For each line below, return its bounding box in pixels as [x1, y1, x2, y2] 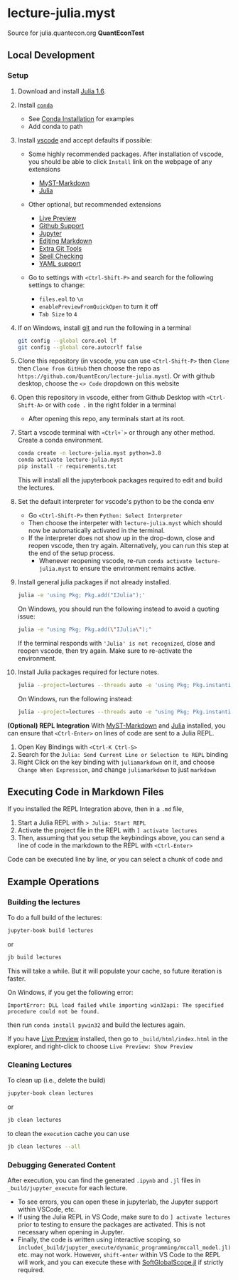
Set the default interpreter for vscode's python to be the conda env [17, 497, 215, 505]
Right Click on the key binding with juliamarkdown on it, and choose [17, 758, 215, 766]
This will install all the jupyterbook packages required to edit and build [17, 476, 222, 484]
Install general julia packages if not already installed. [17, 578, 172, 586]
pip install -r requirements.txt [17, 463, 117, 470]
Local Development [7, 49, 95, 61]
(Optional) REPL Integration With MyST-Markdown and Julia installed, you [7, 721, 226, 730]
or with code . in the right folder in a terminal [45, 401, 176, 409]
